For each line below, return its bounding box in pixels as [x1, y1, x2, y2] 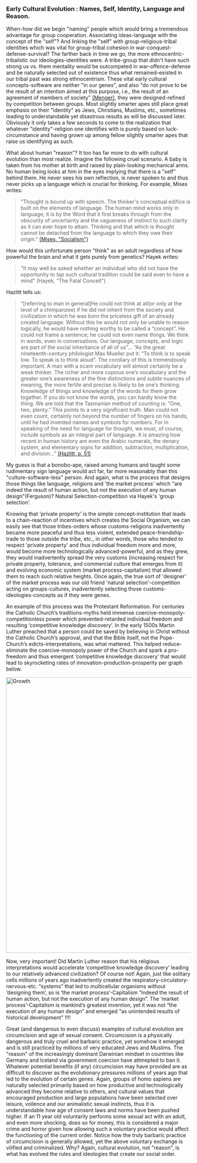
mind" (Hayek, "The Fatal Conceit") [20, 277, 106, 284]
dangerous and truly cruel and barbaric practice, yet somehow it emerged [6, 1038, 185, 1045]
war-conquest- [135, 44, 172, 51]
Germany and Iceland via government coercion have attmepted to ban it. [6, 1057, 182, 1064]
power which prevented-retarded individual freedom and [46, 615, 183, 622]
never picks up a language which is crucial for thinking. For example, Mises [6, 181, 188, 188]
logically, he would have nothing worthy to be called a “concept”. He [20, 325, 186, 332]
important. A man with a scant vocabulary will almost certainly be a [20, 362, 183, 369]
